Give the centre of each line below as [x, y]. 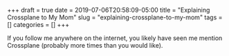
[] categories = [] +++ [38, 25]
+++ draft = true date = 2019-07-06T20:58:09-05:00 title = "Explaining [109, 10]
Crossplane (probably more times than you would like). [85, 45]
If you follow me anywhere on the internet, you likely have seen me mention [115, 38]
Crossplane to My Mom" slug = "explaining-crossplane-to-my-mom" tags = [115, 17]
